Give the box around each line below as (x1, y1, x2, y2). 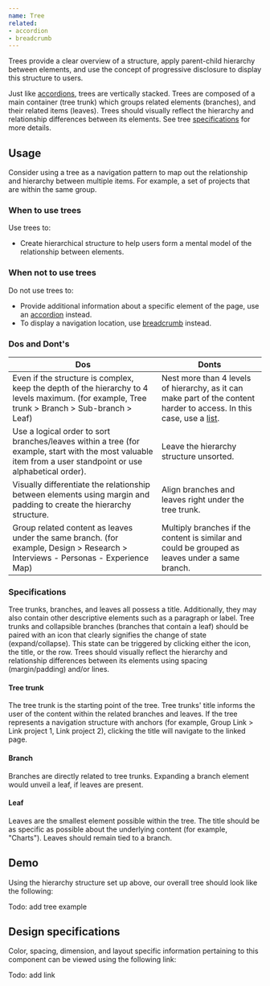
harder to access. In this (161, 403, 252, 414)
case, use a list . (161, 412, 220, 423)
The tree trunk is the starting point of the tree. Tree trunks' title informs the (8, 701, 256, 710)
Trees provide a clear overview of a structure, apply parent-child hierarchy (8, 56, 256, 66)
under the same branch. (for (12, 532, 119, 543)
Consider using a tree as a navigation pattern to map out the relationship (8, 168, 248, 178)
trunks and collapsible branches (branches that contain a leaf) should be (8, 622, 249, 632)
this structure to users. (8, 73, 84, 83)
